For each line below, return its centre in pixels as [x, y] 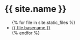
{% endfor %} [26, 33]
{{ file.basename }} [31, 27]
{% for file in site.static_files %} [43, 22]
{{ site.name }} [36, 9]
